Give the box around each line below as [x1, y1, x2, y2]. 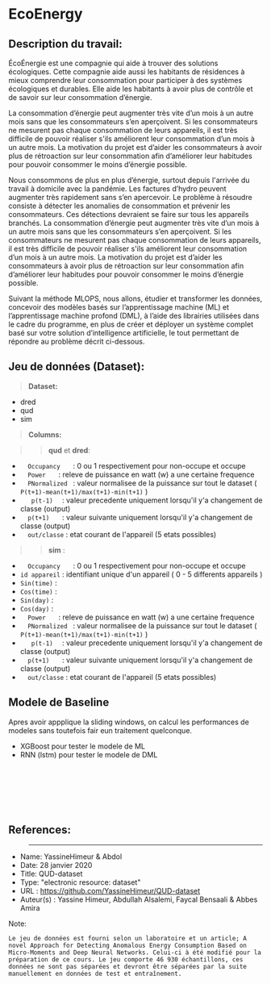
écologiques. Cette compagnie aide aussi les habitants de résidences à [8, 67, 245, 77]
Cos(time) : [19, 586, 58, 596]
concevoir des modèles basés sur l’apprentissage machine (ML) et [8, 302, 230, 311]
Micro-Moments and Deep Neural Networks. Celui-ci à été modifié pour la [8, 949, 262, 957]
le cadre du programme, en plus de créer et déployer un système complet [8, 319, 254, 329]
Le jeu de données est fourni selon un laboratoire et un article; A [8, 935, 248, 943]
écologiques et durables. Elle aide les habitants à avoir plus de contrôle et [8, 84, 253, 94]
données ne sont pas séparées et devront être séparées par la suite [8, 963, 248, 971]
